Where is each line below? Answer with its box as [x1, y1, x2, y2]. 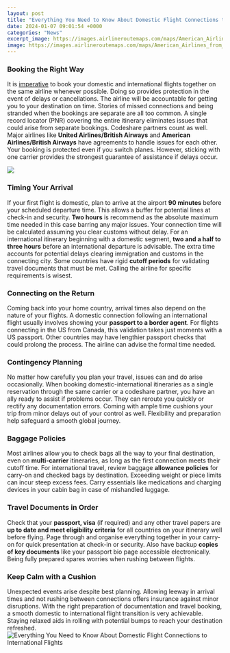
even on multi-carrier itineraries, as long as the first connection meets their [7, 456, 220, 465]
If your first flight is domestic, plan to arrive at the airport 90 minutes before [7, 198, 222, 206]
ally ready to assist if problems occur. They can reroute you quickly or [7, 395, 204, 403]
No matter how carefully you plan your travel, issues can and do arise [7, 373, 203, 381]
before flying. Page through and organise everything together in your [7, 532, 202, 541]
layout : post [7, 10, 44, 17]
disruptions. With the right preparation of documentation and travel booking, [7, 602, 222, 611]
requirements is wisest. [7, 271, 73, 280]
